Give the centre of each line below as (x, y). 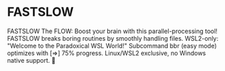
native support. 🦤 (32, 60)
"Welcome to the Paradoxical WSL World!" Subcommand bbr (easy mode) (112, 45)
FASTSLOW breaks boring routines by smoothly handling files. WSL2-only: (113, 38)
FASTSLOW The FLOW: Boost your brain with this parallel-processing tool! (112, 31)
